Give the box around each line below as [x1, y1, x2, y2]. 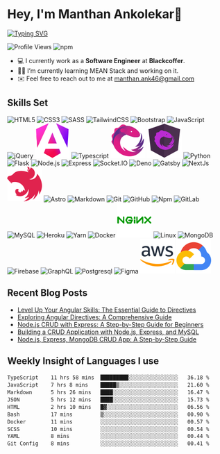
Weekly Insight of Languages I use [7, 355, 160, 367]
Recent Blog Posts [7, 287, 88, 299]
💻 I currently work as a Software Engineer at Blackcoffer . [17, 56, 185, 65]
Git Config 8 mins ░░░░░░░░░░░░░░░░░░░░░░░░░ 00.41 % [7, 440, 210, 447]
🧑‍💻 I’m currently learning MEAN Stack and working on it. [17, 66, 179, 75]
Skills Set [7, 97, 49, 109]
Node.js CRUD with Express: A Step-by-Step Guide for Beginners [17, 320, 204, 328]
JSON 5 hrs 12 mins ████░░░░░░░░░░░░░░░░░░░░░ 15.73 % [7, 396, 210, 403]
